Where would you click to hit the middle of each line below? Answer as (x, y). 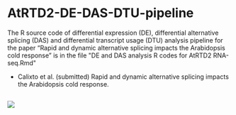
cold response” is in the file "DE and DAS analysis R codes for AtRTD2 (109, 55)
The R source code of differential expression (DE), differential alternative (113, 33)
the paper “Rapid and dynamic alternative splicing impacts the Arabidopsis (116, 48)
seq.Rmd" (22, 62)
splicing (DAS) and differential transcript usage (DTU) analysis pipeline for (115, 40)
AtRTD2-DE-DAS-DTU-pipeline (101, 13)
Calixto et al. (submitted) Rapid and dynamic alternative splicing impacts (123, 77)
